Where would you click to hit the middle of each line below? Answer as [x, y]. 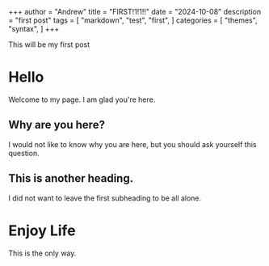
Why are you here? [57, 125]
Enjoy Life [42, 230]
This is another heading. [71, 178]
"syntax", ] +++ [34, 29]
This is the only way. [42, 253]
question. [24, 153]
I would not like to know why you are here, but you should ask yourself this [132, 144]
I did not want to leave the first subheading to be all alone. [105, 198]
